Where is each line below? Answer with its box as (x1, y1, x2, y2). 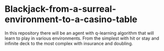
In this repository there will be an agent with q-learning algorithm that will (4, 30, 154, 36)
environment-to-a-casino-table (4, 14, 138, 25)
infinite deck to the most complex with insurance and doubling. (4, 40, 133, 46)
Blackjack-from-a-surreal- (4, 3, 116, 15)
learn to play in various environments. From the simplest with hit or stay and (4, 35, 160, 41)
